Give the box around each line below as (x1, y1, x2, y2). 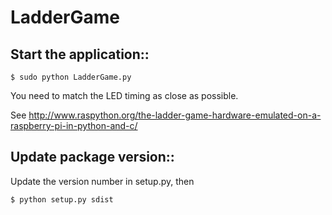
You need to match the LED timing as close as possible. (10, 90, 239, 101)
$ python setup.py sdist (10, 194, 114, 205)
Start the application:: (10, 46, 150, 63)
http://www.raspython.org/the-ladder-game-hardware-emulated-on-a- (28, 109, 322, 121)
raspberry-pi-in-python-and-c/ (10, 120, 138, 131)
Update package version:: (10, 149, 175, 166)
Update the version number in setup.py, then (10, 175, 195, 187)
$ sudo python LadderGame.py (10, 72, 132, 82)
